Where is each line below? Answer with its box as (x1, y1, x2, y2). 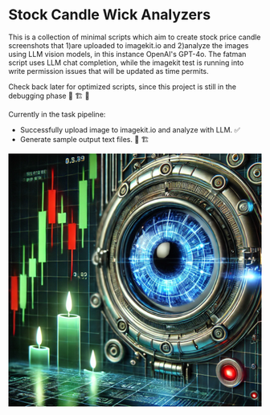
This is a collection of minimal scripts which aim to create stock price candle (8, 32, 261, 42)
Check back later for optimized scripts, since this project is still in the (8, 82, 237, 92)
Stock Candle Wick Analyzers (8, 6, 211, 24)
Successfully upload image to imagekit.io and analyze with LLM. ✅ (19, 124, 241, 134)
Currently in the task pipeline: (8, 109, 106, 119)
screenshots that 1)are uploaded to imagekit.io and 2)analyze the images (8, 40, 249, 50)
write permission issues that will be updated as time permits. (8, 66, 209, 75)
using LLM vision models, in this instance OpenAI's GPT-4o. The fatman (8, 49, 247, 59)
